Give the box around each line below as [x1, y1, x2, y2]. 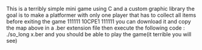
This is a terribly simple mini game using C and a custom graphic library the [6, 5, 195, 12]
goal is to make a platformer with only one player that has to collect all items [6, 11, 197, 19]
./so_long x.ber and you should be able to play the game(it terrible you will [6, 31, 192, 38]
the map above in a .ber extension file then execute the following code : [6, 24, 185, 31]
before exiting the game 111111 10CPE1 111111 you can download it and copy [6, 18, 191, 25]
